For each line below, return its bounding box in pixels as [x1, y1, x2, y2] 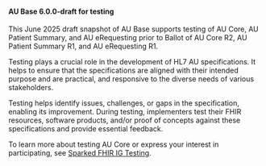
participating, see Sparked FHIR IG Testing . [8, 148, 152, 158]
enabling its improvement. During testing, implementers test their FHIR [8, 107, 242, 117]
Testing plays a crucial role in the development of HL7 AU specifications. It [8, 57, 256, 67]
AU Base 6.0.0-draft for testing [8, 6, 114, 16]
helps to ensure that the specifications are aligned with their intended [8, 65, 239, 76]
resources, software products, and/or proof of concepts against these [8, 115, 241, 125]
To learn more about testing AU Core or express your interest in [8, 139, 219, 149]
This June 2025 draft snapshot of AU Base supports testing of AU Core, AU [8, 24, 260, 34]
